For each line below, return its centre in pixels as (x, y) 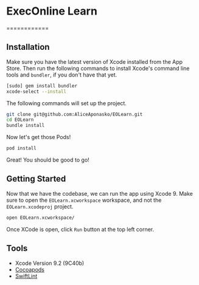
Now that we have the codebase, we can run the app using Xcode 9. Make (100, 193)
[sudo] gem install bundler (42, 86)
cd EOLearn (20, 120)
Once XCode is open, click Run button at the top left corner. (80, 229)
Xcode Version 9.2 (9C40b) (50, 263)
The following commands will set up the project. (66, 103)
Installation (28, 47)
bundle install (26, 126)
